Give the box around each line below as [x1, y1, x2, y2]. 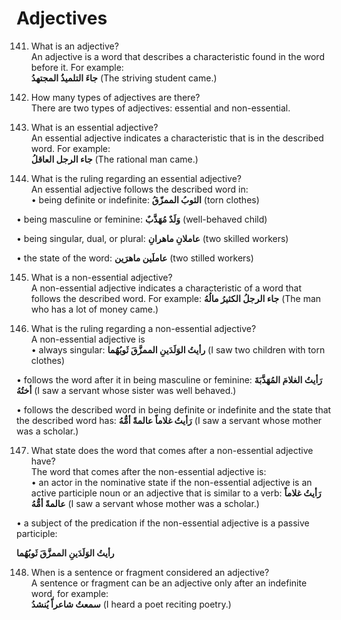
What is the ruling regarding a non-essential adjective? [30, 322, 257, 334]
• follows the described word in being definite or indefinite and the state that [16, 403, 332, 416]
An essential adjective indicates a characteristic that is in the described [30, 132, 324, 144]
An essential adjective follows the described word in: [30, 183, 249, 195]
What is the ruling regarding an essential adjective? [30, 172, 242, 184]
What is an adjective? [30, 40, 119, 52]
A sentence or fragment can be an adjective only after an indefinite [30, 577, 308, 589]
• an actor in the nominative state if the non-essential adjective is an [30, 476, 313, 488]
